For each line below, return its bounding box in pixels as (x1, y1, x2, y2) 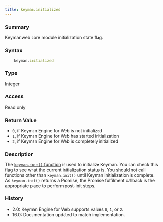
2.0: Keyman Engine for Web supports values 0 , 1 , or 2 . (12, 206, 124, 212)
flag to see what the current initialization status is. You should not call (5, 167, 146, 173)
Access (5, 93, 24, 100)
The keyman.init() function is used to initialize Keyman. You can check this (5, 162, 158, 168)
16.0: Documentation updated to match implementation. (12, 211, 125, 217)
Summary (5, 23, 30, 30)
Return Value (5, 117, 37, 124)
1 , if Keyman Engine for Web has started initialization (12, 133, 119, 139)
